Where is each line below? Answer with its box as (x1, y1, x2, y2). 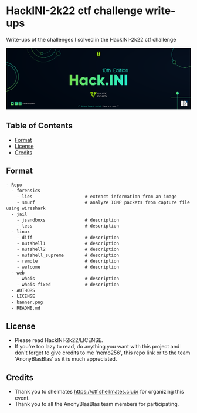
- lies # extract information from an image (16, 194, 177, 200)
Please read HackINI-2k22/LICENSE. (14, 337, 104, 344)
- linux (11, 229, 30, 235)
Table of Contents (6, 121, 73, 131)
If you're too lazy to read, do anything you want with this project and (14, 343, 180, 350)
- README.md (11, 305, 41, 312)
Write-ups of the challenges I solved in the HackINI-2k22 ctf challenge (6, 36, 176, 43)
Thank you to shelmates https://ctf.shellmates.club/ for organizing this (14, 388, 184, 395)
